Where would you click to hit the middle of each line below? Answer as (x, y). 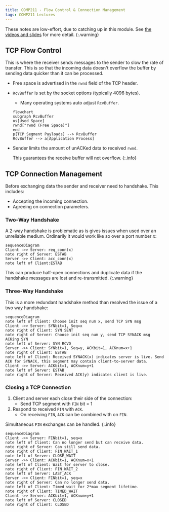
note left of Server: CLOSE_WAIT (40, 456)
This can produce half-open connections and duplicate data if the (74, 273)
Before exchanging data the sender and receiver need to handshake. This (82, 186)
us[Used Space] (29, 121)
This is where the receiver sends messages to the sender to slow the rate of (85, 63)
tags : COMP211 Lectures (30, 15)
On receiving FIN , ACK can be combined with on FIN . (74, 415)
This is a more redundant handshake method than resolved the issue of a (81, 302)
